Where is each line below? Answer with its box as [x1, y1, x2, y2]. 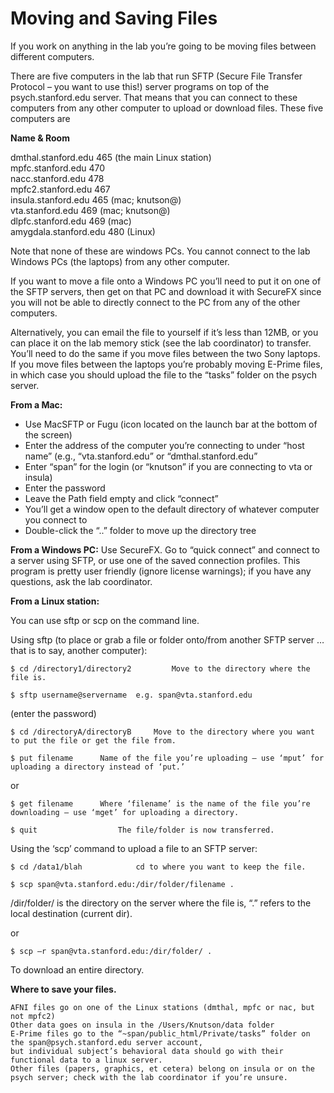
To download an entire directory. [10, 963, 145, 976]
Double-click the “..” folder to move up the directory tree [24, 524, 257, 536]
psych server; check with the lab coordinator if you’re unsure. [10, 1072, 288, 1082]
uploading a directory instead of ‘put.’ [10, 762, 186, 772]
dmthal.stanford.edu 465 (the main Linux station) [10, 151, 212, 163]
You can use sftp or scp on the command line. [10, 614, 200, 626]
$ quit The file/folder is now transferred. [10, 825, 275, 835]
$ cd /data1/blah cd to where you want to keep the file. [10, 862, 307, 872]
